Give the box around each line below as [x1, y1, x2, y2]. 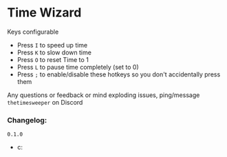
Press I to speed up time [17, 41, 88, 49]
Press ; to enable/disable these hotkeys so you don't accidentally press [17, 70, 221, 78]
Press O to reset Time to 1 [17, 55, 89, 63]
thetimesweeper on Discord [7, 98, 83, 106]
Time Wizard [7, 5, 82, 21]
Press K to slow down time [17, 48, 91, 56]
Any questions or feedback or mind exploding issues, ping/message [7, 91, 200, 99]
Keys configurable [7, 28, 59, 36]
